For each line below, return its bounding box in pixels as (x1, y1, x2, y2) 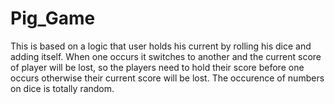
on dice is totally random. (10, 82, 115, 94)
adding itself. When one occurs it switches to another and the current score (10, 50, 322, 62)
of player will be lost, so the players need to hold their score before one (10, 61, 305, 73)
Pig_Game (10, 7, 96, 30)
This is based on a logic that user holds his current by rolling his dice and (10, 40, 312, 52)
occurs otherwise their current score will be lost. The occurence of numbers (10, 72, 325, 84)
